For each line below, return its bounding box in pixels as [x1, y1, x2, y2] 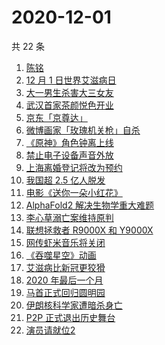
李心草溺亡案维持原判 [25, 211, 114, 223]
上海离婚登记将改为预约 [25, 161, 123, 173]
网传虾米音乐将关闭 [25, 236, 106, 248]
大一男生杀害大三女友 [25, 86, 114, 98]
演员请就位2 [25, 324, 76, 336]
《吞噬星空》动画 [25, 249, 97, 261]
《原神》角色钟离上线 [25, 136, 114, 148]
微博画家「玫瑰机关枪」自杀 [25, 124, 141, 136]
